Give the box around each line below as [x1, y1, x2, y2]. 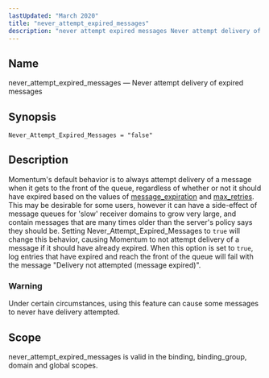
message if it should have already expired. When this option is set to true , [8, 243, 254, 252]
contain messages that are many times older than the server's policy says [8, 217, 253, 226]
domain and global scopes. [8, 360, 98, 370]
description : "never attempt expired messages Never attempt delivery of [8, 27, 262, 35]
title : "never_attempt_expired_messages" [8, 19, 150, 27]
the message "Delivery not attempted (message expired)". [8, 260, 201, 270]
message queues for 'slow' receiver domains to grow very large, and [8, 209, 237, 218]
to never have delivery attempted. [8, 307, 121, 317]
